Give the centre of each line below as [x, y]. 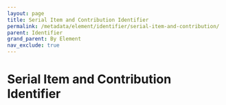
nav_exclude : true [33, 45]
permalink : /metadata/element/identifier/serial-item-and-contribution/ [113, 26]
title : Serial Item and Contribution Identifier [78, 20]
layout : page [26, 13]
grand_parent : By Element [44, 39]
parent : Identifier [35, 33]
